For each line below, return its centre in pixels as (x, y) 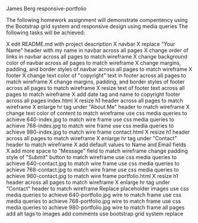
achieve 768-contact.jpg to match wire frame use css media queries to (92, 170)
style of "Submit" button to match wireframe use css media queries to (91, 157)
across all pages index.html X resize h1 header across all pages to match (95, 101)
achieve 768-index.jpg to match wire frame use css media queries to (90, 126)
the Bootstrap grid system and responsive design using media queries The (97, 26)
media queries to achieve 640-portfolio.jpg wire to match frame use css (94, 195)
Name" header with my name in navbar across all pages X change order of (97, 50)
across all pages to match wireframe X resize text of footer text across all (95, 88)
